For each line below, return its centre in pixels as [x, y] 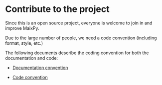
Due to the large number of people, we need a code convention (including [81, 38]
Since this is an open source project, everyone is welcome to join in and [79, 23]
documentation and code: [32, 58]
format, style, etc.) [24, 43]
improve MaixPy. [22, 28]
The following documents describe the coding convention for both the [77, 53]
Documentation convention [40, 68]
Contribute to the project [57, 9]
